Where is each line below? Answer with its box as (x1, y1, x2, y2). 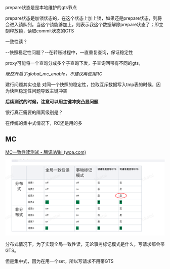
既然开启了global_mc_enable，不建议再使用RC (5, 71, 103, 77)
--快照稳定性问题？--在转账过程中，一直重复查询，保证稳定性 (5, 50, 133, 55)
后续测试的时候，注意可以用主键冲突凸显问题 (5, 99, 99, 105)
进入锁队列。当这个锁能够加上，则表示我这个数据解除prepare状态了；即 (9, 22, 159, 27)
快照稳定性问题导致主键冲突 (9, 88, 67, 94)
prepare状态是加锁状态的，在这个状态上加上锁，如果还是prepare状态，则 (5, 15, 158, 21)
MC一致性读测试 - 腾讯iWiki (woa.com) (5, 149, 87, 155)
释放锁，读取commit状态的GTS (9, 28, 74, 34)
